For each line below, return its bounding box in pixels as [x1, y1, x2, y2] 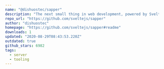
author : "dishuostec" [5, 20, 49, 26]
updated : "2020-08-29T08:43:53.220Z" [5, 34, 82, 39]
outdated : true [5, 39, 36, 44]
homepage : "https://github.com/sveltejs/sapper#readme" [5, 25, 121, 30]
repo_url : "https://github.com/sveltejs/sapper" [5, 16, 106, 21]
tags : [5, 48, 16, 52]
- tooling [9, 57, 29, 62]
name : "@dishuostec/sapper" [5, 7, 62, 12]
